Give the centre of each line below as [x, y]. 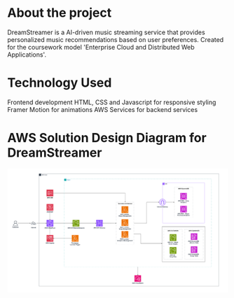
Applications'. [27, 55]
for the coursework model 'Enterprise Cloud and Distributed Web [101, 47]
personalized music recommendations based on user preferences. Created [116, 39]
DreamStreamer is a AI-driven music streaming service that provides [106, 32]
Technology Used [60, 83]
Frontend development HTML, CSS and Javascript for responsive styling [112, 102]
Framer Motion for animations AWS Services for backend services [103, 109]
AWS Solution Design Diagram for [107, 138]
